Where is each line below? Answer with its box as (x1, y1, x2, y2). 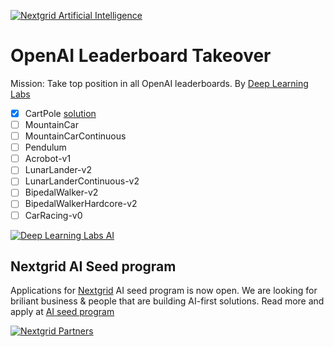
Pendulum (24, 141, 67, 154)
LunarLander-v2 (24, 164, 92, 176)
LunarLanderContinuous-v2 (24, 175, 140, 187)
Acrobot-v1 (24, 153, 72, 165)
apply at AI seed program (10, 306, 115, 318)
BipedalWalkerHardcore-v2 (24, 198, 138, 210)
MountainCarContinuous (24, 130, 127, 142)
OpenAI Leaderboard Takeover (10, 45, 272, 67)
